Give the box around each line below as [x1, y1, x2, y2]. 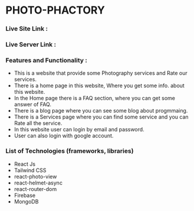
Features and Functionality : [5, 56, 88, 64]
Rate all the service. [14, 120, 63, 127]
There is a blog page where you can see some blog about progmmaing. [14, 107, 188, 114]
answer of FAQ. [14, 101, 51, 108]
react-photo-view [14, 173, 57, 180]
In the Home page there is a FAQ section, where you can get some [14, 95, 175, 102]
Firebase [14, 192, 36, 199]
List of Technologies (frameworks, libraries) [5, 147, 134, 155]
